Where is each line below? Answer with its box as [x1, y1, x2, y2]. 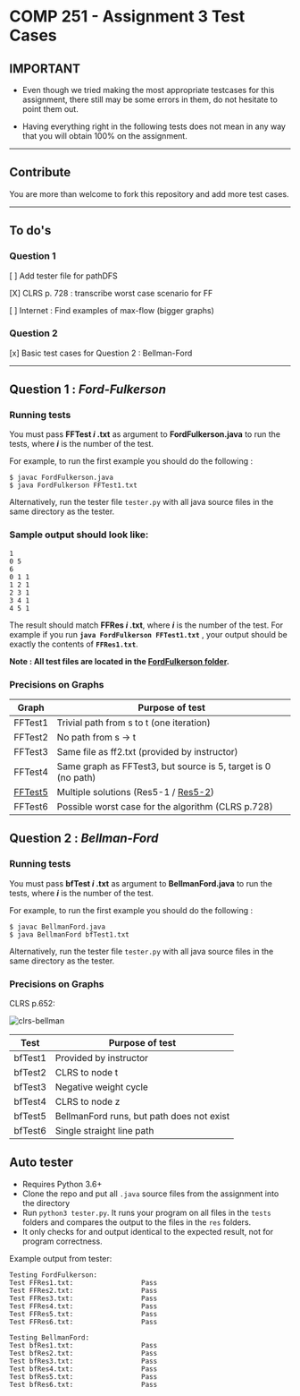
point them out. [21, 104, 79, 114]
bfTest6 [13, 1125, 47, 1137]
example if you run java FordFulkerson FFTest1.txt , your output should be [9, 629, 287, 639]
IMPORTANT [9, 61, 80, 76]
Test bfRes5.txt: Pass [9, 1372, 158, 1381]
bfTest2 [13, 1066, 47, 1079]
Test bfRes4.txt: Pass [9, 1364, 158, 1374]
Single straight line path [54, 1125, 154, 1137]
